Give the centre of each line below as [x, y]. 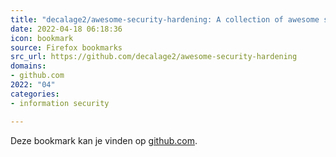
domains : [28, 66]
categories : [35, 94]
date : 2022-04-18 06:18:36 [66, 29]
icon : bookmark [42, 38]
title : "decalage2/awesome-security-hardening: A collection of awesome [165, 19]
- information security [60, 103]
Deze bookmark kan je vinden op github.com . [104, 140]
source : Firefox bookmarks [66, 47]
